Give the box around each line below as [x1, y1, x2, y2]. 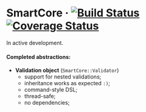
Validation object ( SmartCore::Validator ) [15, 67, 119, 74]
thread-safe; [24, 93, 56, 100]
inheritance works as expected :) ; [24, 80, 111, 87]
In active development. [6, 39, 64, 46]
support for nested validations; [24, 73, 102, 80]
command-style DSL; [24, 86, 78, 94]
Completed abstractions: [6, 53, 71, 60]
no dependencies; [24, 99, 70, 107]
